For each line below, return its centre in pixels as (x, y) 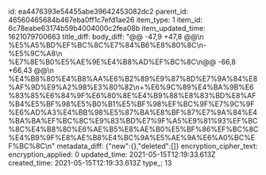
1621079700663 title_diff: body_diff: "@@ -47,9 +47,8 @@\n (106, 36)
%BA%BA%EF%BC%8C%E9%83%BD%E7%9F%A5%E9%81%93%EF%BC (133, 121)
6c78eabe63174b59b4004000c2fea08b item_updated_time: (107, 28)
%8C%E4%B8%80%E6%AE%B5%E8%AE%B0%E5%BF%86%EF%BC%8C (133, 129)
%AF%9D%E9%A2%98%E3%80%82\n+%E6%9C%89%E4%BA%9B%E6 (131, 87)
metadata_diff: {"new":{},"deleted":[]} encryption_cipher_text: (157, 146)
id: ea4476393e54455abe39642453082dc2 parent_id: (98, 11)
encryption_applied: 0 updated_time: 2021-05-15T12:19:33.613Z (112, 154)
